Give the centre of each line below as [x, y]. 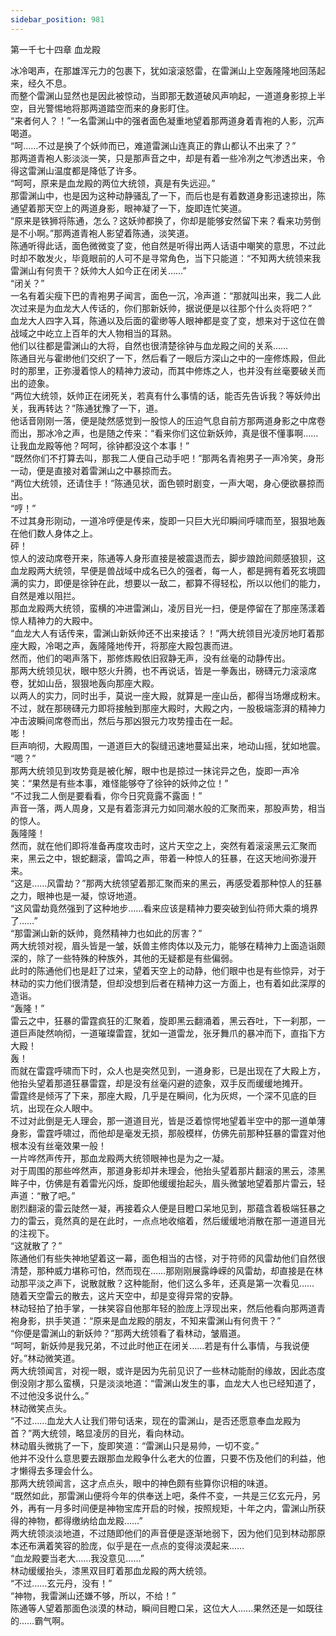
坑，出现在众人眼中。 [54, 1108]
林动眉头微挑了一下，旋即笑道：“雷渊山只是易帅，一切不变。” [135, 1445]
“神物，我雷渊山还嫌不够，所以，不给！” [93, 1595]
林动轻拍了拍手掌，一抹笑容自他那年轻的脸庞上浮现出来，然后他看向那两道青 [168, 1308]
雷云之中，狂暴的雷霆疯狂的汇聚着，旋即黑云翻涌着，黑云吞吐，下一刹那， [163, 1020]
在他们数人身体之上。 [54, 533]
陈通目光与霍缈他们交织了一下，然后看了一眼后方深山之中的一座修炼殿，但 [163, 358]
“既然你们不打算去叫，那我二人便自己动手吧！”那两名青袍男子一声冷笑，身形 [167, 458]
